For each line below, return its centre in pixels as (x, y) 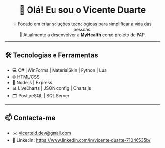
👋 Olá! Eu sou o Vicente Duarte (82, 10)
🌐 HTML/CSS (26, 77)
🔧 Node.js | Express (32, 82)
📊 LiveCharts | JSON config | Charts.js (52, 88)
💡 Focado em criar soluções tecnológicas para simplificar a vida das (82, 24)
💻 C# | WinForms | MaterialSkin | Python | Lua (59, 70)
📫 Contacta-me (30, 118)
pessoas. (82, 29)
